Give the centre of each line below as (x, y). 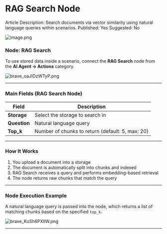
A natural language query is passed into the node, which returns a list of (79, 207)
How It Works (22, 151)
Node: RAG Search (28, 50)
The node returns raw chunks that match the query (65, 178)
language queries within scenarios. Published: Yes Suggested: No (73, 27)
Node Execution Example (36, 196)
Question (19, 123)
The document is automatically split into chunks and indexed (74, 167)
